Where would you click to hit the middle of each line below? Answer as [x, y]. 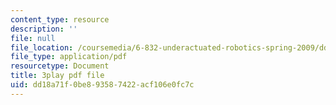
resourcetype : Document [60, 66]
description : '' [44, 29]
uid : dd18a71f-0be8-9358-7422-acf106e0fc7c [102, 85]
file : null [33, 38]
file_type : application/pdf [69, 57]
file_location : [42, 47]
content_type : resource [60, 19]
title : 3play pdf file [57, 76]
